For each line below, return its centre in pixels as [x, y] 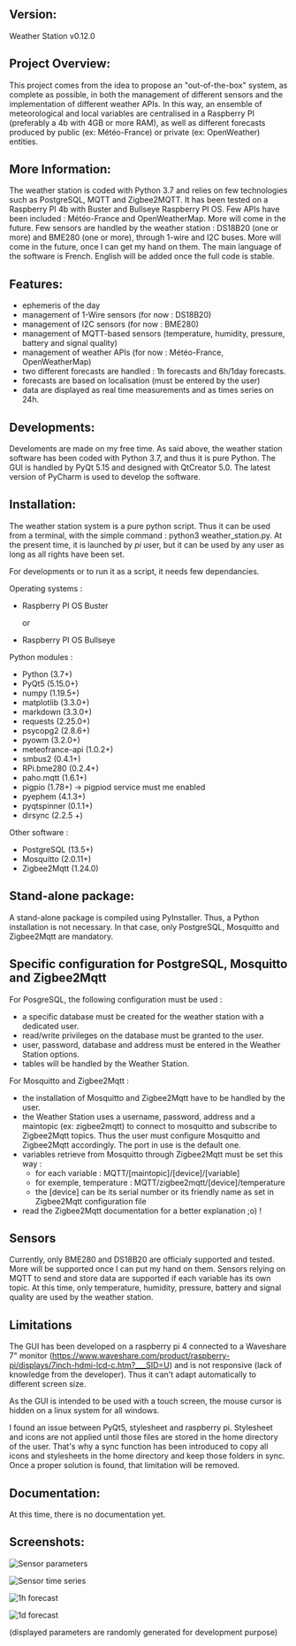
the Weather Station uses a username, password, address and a [139, 1116]
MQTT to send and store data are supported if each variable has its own [140, 1279]
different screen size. [48, 1384]
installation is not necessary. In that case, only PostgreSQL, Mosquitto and [144, 927]
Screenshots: [47, 1542]
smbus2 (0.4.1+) [51, 758]
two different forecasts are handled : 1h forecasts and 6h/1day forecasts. [154, 372]
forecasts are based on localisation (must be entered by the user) [141, 381]
